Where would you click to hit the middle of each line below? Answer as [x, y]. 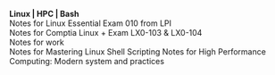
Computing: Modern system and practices [87, 61]
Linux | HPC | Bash [44, 14]
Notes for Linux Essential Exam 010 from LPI [91, 23]
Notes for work [37, 42]
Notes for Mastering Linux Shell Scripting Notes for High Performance [137, 52]
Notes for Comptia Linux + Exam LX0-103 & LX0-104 [106, 33]
